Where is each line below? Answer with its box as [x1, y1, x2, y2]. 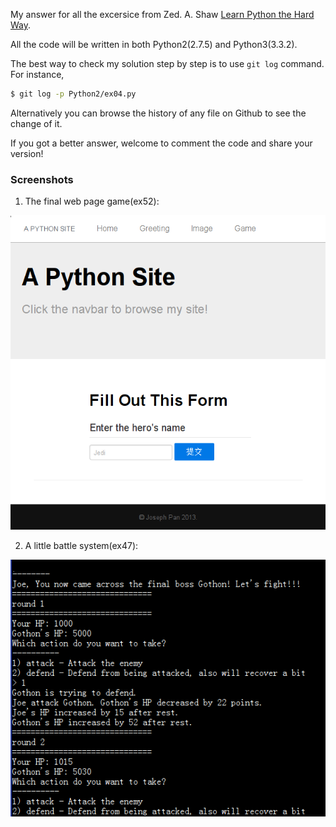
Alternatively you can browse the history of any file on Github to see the [10, 107, 307, 119]
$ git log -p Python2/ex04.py [10, 89, 137, 99]
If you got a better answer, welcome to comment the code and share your [10, 137, 313, 149]
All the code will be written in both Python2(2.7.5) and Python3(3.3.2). [10, 39, 298, 50]
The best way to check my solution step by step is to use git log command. [10, 58, 325, 69]
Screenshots [10, 172, 74, 186]
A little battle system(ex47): [24, 539, 139, 551]
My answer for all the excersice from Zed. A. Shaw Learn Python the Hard [10, 9, 315, 20]
